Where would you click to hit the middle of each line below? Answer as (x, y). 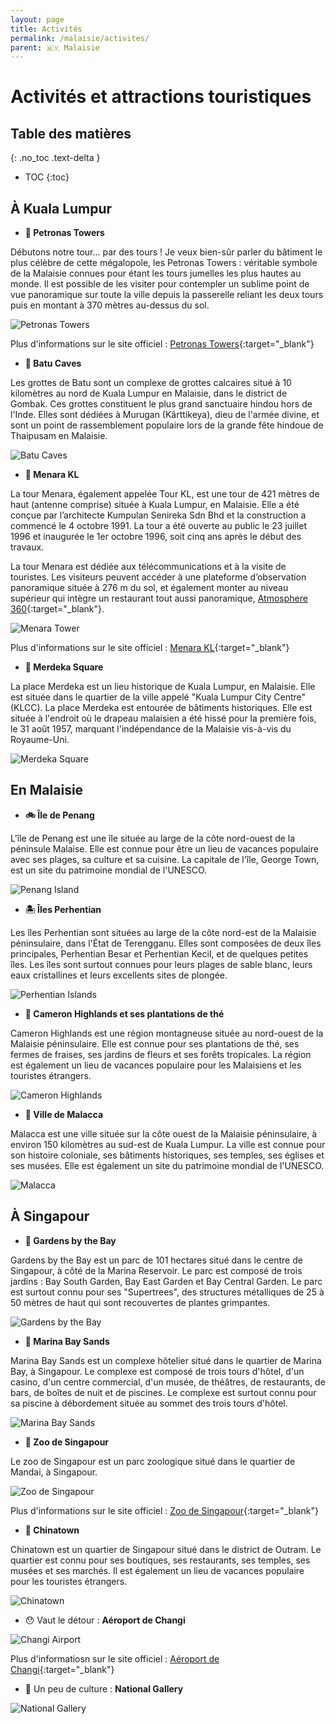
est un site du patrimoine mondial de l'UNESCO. (109, 870)
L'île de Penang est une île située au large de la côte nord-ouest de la (153, 838)
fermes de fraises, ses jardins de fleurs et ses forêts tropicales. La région (161, 1054)
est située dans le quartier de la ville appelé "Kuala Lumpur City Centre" (158, 697)
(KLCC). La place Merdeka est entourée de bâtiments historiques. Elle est (161, 708)
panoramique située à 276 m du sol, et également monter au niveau (149, 588)
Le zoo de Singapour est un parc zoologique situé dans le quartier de (153, 1461)
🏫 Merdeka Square (64, 667)
